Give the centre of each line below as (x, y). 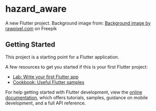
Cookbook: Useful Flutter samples (48, 82)
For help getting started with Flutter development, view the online (74, 92)
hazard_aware (36, 9)
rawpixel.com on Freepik (31, 28)
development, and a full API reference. (46, 103)
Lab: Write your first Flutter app (46, 77)
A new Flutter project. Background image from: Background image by (78, 23)
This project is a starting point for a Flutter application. (62, 57)
